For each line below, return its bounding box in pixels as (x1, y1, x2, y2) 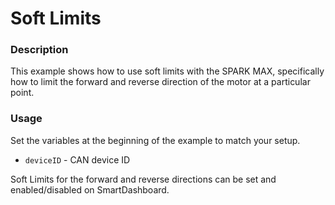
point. (10, 87, 35, 99)
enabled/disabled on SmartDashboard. (10, 183, 170, 196)
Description (10, 43, 69, 57)
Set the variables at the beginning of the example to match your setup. (10, 134, 301, 146)
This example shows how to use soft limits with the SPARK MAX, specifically (10, 65, 325, 77)
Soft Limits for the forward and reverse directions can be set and (10, 173, 277, 185)
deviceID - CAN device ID (24, 153, 131, 166)
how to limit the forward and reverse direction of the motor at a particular (10, 76, 311, 88)
